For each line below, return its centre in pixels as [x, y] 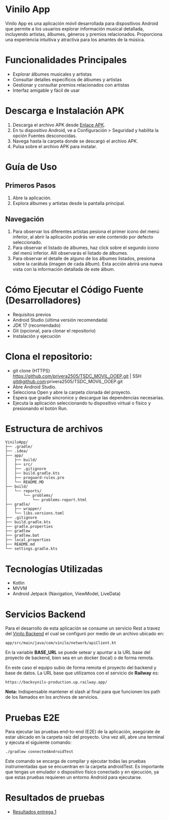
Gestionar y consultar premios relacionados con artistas [71, 85]
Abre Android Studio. [34, 387]
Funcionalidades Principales [66, 60]
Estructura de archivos [54, 429]
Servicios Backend [46, 614]
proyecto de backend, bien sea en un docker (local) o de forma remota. [80, 658]
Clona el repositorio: [49, 356]
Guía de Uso [31, 167]
